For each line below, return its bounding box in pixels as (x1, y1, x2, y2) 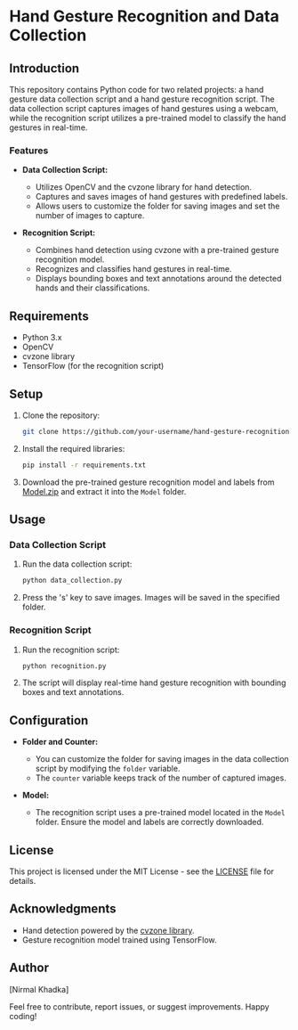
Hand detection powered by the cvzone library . (21, 925, 195, 936)
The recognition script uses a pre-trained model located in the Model (35, 807, 286, 818)
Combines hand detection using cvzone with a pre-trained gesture (35, 245, 279, 256)
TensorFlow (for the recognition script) (21, 361, 165, 372)
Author (9, 961, 49, 976)
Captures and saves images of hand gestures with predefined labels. (35, 192, 288, 202)
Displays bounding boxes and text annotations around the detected (35, 274, 282, 284)
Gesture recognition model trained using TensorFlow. (21, 934, 217, 945)
